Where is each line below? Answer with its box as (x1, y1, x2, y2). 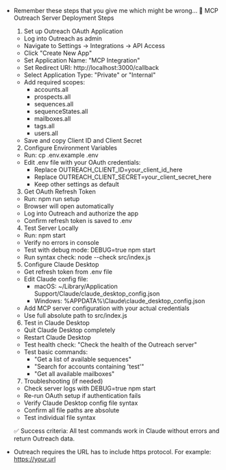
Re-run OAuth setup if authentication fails (23, 392, 142, 399)
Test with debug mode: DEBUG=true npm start (23, 246, 155, 254)
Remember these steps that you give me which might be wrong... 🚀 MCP (13, 7, 219, 14)
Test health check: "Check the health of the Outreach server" (23, 340, 197, 349)
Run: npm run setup (23, 195, 80, 202)
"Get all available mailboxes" (34, 370, 115, 377)
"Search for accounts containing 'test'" (34, 362, 145, 371)
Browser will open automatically (23, 202, 114, 210)
